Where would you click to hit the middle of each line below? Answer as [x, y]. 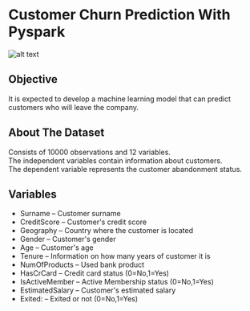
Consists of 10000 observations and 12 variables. [89, 152]
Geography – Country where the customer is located [107, 231]
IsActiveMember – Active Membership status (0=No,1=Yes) [117, 282]
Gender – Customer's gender [68, 239]
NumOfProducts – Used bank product [82, 265]
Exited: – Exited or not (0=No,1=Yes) [79, 299]
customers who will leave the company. [73, 107]
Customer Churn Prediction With [119, 15]
